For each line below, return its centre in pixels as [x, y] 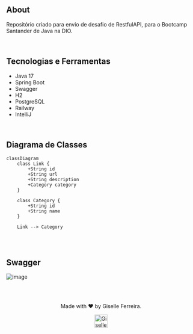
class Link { [33, 164]
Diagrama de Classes [47, 145]
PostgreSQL [30, 101]
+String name [44, 211]
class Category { [39, 201]
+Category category [52, 185]
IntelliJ [23, 114]
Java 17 [24, 76]
